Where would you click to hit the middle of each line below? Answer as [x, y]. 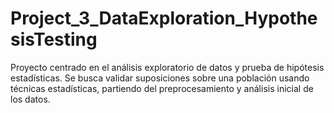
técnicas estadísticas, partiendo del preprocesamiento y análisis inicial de [162, 88]
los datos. [30, 99]
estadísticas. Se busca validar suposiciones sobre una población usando [160, 78]
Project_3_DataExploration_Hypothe [164, 18]
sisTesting [54, 39]
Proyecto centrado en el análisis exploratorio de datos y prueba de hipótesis [167, 67]
